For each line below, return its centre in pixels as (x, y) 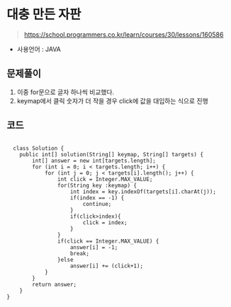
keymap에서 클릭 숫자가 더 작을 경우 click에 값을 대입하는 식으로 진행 (112, 100)
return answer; (55, 284)
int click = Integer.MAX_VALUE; (105, 179)
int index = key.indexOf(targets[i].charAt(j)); (143, 192)
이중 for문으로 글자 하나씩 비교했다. (66, 92)
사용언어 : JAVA (39, 49)
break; (80, 253)
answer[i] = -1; (94, 247)
